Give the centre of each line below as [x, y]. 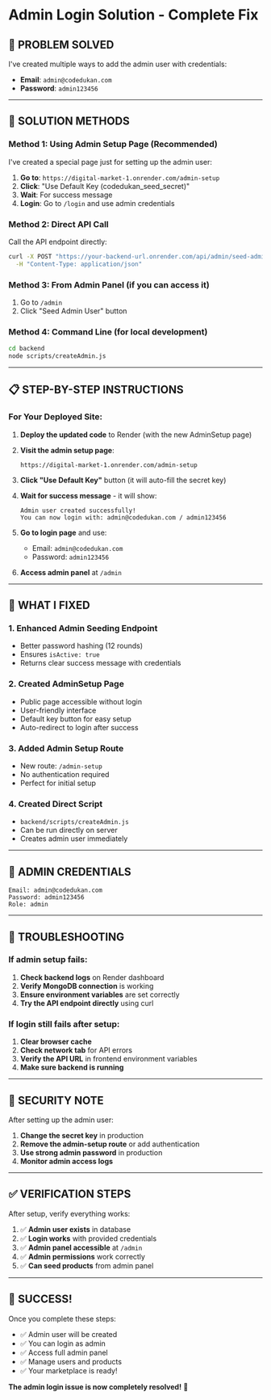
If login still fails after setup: [64, 1024]
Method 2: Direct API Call [58, 224]
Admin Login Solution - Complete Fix [133, 15]
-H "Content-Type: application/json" [79, 264]
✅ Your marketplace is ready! [69, 1370]
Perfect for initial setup [58, 783]
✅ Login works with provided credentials [88, 1238]
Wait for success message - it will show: [88, 495]
